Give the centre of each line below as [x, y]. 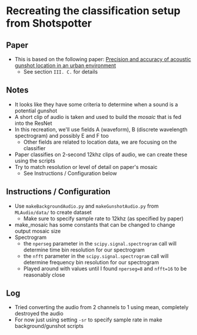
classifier [34, 148]
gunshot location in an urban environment [65, 65]
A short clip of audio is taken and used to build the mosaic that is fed [98, 117]
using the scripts [35, 161]
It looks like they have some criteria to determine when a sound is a [96, 104]
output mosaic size [38, 231]
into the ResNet [33, 123]
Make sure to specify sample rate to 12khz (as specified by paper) [103, 218]
